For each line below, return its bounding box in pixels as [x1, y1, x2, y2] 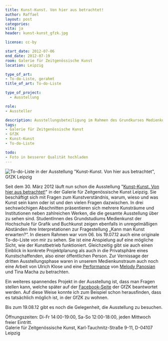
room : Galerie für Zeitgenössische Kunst [5, 58, 93, 63]
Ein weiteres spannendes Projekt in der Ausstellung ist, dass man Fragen [5, 278, 155, 284]
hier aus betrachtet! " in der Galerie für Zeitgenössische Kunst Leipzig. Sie [5, 189, 156, 195]
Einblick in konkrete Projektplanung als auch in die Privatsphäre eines [5, 247, 148, 253]
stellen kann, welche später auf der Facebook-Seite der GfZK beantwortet [5, 284, 157, 290]
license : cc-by [5, 40, 37, 45]
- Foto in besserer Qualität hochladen [5, 154, 88, 159]
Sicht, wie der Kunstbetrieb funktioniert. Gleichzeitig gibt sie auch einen [5, 242, 153, 248]
